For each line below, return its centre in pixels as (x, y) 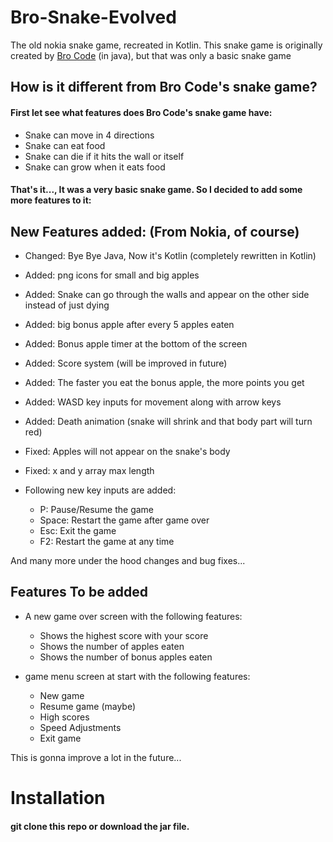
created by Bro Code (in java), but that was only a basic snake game (151, 55)
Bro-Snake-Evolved (93, 17)
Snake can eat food (65, 145)
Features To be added (79, 592)
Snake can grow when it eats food (95, 167)
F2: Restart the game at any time (107, 541)
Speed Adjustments (80, 727)
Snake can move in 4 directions (89, 135)
